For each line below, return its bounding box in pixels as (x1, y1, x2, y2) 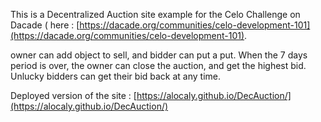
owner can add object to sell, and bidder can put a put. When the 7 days (10, 49, 308, 61)
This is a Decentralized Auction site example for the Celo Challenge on (10, 9, 301, 20)
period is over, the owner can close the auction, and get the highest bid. (10, 60, 307, 71)
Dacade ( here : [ (10, 19, 80, 31)
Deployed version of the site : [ (10, 90, 137, 101)
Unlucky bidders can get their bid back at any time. (10, 70, 222, 82)
